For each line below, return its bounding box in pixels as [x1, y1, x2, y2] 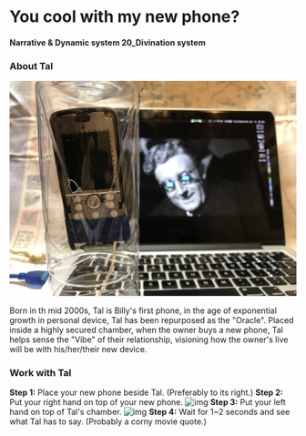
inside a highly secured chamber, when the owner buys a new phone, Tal [9, 325, 284, 336]
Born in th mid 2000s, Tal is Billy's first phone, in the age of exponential [9, 305, 278, 316]
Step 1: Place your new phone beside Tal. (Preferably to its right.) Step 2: [9, 387, 284, 398]
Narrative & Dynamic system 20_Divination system [9, 36, 207, 47]
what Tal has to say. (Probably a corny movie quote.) [9, 416, 208, 427]
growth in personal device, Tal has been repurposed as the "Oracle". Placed [9, 315, 294, 326]
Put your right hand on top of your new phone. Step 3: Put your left [9, 397, 287, 408]
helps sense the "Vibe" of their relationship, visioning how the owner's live [9, 334, 289, 345]
